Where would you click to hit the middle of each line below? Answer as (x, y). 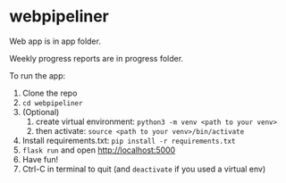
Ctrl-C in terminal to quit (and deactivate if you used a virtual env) (144, 169)
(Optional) (41, 112)
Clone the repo (50, 93)
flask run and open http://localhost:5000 (99, 150)
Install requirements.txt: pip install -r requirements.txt (129, 140)
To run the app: (38, 75)
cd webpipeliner (52, 103)
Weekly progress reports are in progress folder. (97, 58)
